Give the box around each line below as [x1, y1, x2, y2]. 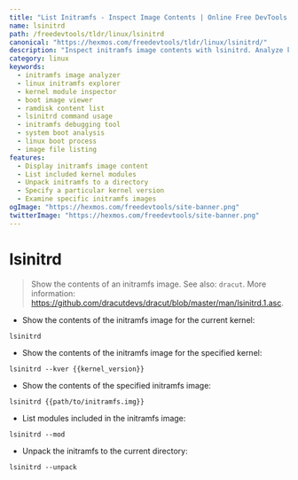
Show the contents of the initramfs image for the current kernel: [21, 314, 255, 325]
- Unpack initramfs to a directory [17, 178, 149, 187]
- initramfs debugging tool [17, 121, 122, 130]
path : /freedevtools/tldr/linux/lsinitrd [9, 29, 165, 38]
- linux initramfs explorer [17, 79, 122, 88]
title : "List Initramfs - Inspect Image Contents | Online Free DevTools [9, 12, 288, 22]
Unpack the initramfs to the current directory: [21, 445, 188, 456]
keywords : [9, 63, 46, 72]
